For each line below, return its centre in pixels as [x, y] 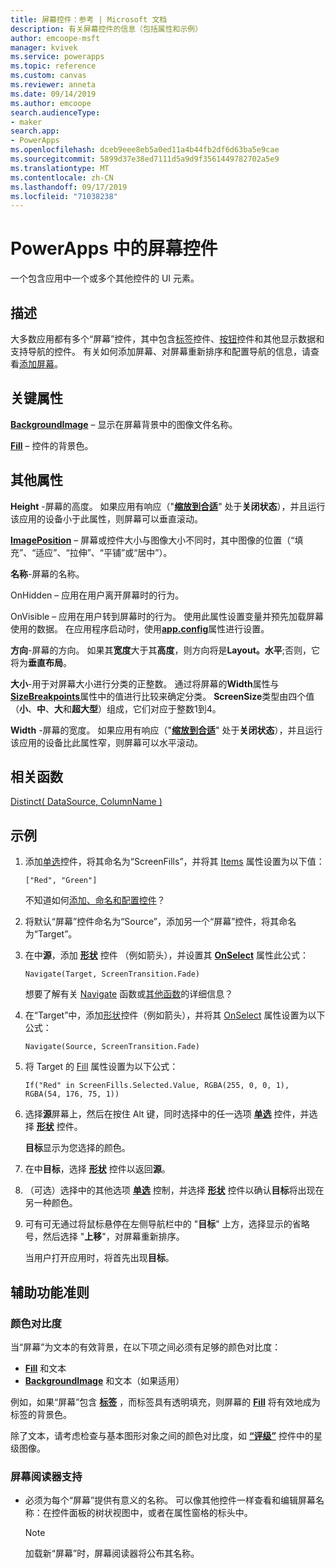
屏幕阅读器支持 [46, 1476]
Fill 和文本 [45, 1368]
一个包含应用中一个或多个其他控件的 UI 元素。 [105, 278]
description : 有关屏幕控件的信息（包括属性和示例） [106, 29]
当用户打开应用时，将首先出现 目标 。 [99, 1258]
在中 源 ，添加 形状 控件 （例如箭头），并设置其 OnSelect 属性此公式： [166, 955]
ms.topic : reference [53, 66]
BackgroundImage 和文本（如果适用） [104, 1380]
